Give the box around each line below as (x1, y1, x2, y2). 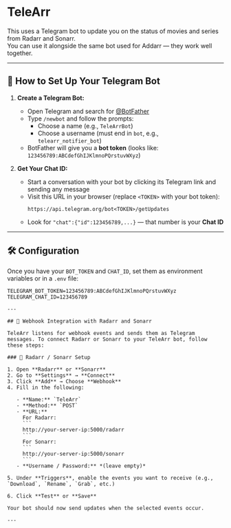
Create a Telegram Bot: (16, 94, 85, 102)
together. (7, 49, 33, 57)
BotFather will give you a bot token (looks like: (27, 143, 159, 152)
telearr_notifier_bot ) (37, 136, 102, 145)
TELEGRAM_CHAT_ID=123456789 (7, 294, 88, 301)
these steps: (7, 342, 45, 349)
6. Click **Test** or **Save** (7, 492, 97, 500)
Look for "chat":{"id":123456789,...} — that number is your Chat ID (27, 218, 224, 226)
